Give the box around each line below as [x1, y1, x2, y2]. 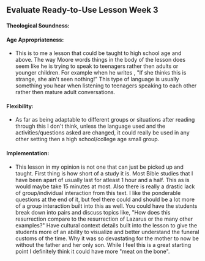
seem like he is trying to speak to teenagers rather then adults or [15, 62, 179, 70]
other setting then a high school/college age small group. [15, 136, 160, 143]
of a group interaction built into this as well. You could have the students [15, 202, 198, 210]
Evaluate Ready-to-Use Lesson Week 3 [6, 5, 158, 15]
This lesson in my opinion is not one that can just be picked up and [15, 163, 184, 171]
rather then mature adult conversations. [15, 89, 116, 96]
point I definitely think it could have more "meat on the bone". [15, 248, 170, 255]
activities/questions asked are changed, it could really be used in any [15, 129, 190, 136]
